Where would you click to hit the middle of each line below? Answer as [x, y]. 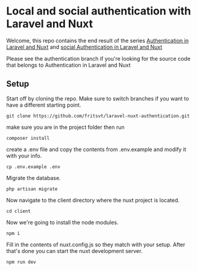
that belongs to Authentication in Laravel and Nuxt [68, 65]
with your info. [24, 155]
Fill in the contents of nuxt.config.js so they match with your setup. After [96, 245]
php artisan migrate [32, 189]
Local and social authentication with [99, 11]
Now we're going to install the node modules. [62, 222]
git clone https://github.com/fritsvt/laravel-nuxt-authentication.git [98, 116]
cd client [19, 211]
